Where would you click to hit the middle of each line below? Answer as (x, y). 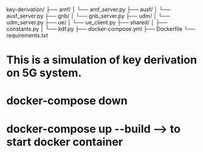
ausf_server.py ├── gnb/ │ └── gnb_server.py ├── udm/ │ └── (88, 16)
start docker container (65, 142)
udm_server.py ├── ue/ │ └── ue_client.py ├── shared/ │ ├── (87, 22)
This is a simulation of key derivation (102, 60)
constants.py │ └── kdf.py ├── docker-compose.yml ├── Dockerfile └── (101, 29)
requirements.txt (27, 35)
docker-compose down (67, 101)
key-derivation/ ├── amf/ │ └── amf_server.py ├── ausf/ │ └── (89, 9)
